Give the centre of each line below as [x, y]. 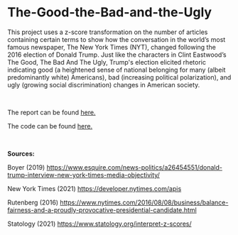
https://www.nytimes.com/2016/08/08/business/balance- [144, 202]
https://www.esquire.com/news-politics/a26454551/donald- [134, 167]
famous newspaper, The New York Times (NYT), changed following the [112, 47]
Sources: [21, 153]
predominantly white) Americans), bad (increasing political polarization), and [119, 77]
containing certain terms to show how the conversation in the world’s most [117, 39]
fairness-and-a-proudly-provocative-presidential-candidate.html [102, 209]
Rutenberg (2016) [33, 202]
